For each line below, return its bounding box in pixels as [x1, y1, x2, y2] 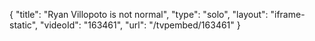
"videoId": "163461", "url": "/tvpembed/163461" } [40, 19, 241, 31]
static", [9, 19, 39, 31]
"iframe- [270, 9, 306, 20]
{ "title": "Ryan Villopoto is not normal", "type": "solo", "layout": [9, 9, 269, 20]
